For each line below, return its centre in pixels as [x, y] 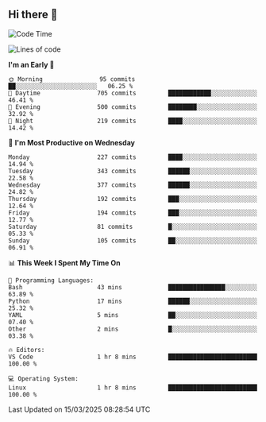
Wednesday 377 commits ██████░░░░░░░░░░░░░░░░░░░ [133, 185]
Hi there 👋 [33, 15]
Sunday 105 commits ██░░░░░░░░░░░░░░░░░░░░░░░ [133, 240]
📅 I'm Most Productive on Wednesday [71, 142]
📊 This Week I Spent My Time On [64, 262]
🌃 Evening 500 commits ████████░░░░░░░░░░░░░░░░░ [133, 107]
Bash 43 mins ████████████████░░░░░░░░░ [133, 287]
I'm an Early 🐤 [31, 64]
